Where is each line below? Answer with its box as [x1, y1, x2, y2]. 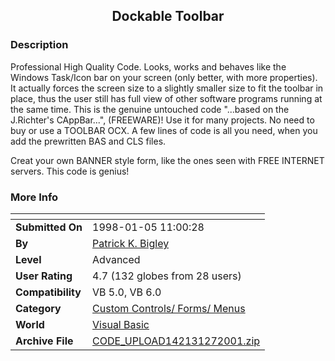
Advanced [92, 252, 141, 266]
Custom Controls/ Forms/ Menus [92, 301, 246, 315]
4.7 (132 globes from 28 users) [92, 269, 242, 283]
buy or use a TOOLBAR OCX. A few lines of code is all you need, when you [10, 124, 318, 136]
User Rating [15, 269, 73, 283]
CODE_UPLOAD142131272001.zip [92, 334, 261, 348]
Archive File [15, 334, 74, 348]
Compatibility [15, 285, 82, 299]
